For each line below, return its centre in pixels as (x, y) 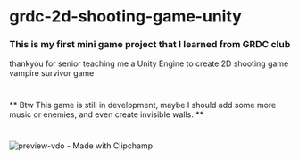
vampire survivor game (52, 73)
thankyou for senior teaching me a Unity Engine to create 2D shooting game (149, 63)
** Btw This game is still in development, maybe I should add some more (143, 105)
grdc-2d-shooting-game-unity (126, 17)
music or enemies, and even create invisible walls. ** (106, 114)
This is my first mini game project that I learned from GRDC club (150, 45)
